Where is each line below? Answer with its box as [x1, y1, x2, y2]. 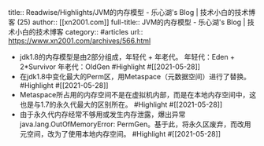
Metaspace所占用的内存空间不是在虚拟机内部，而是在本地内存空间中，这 [19, 90, 257, 99]
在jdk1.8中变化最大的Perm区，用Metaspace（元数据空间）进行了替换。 [19, 72, 251, 81]
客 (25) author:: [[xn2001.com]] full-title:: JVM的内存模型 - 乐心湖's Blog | [8, 17, 246, 27]
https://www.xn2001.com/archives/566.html [8, 36, 151, 46]
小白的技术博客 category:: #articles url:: [14, 27, 143, 36]
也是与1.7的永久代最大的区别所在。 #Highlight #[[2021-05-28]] [19, 100, 223, 109]
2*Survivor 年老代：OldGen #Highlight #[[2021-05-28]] [19, 62, 201, 71]
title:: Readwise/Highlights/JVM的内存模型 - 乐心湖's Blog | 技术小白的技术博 [8, 8, 256, 16]
